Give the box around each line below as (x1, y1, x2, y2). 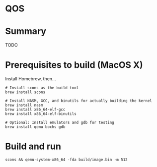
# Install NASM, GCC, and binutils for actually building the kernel (5, 99, 153, 104)
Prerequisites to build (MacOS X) (5, 59, 143, 71)
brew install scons (5, 90, 46, 95)
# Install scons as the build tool (5, 85, 79, 91)
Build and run (5, 141, 61, 152)
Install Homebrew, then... (5, 76, 56, 82)
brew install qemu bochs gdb (5, 124, 66, 129)
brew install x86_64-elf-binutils (5, 111, 77, 116)
